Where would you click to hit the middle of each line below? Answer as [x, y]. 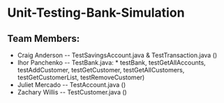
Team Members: [44, 39]
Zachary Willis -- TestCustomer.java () [72, 92]
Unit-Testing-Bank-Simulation [96, 13]
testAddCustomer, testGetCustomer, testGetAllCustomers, [101, 70]
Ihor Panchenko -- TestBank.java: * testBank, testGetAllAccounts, [111, 63]
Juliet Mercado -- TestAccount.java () [72, 85]
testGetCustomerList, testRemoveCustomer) [81, 77]
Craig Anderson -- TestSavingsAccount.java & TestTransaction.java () [117, 55]
